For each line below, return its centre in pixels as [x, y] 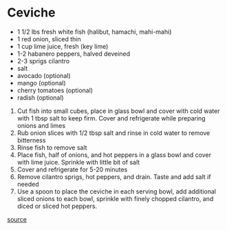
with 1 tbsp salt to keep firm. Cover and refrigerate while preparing [111, 118]
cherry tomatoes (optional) [55, 90]
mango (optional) [42, 83]
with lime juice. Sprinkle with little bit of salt [78, 162]
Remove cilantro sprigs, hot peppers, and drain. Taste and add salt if [114, 176]
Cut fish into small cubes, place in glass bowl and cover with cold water [118, 111]
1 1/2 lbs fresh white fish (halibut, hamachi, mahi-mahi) [94, 32]
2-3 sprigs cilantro [43, 61]
